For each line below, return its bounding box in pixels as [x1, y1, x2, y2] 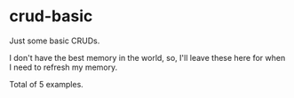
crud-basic [9, 6, 93, 26]
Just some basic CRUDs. [9, 35, 100, 46]
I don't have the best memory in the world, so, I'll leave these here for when [9, 52, 286, 63]
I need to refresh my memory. [9, 62, 118, 72]
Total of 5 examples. [9, 79, 84, 89]
